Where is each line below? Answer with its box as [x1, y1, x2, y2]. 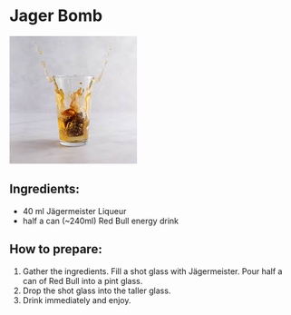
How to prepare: [9, 241, 102, 257]
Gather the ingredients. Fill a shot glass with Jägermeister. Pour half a [22, 265, 283, 277]
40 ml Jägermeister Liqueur [22, 205, 127, 216]
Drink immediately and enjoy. [22, 294, 131, 305]
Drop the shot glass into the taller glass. [22, 285, 171, 296]
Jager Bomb [9, 5, 102, 26]
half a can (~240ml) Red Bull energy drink [22, 215, 179, 226]
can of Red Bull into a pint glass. [22, 275, 143, 286]
